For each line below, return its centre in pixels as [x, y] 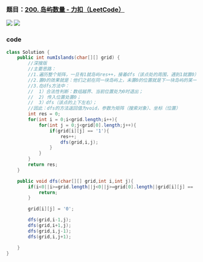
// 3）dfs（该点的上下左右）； [63, 103]
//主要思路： [42, 69]
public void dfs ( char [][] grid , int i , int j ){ [76, 181]
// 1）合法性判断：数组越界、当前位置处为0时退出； [85, 91]
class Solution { [28, 52]
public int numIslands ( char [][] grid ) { [69, 58]
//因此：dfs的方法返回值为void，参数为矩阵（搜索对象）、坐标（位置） [104, 108]
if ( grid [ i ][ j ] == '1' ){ [79, 131]
